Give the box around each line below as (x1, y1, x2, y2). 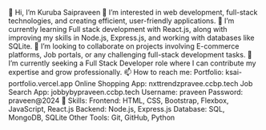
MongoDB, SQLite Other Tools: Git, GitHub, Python (8, 112, 175, 122)
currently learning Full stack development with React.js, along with (8, 25, 228, 33)
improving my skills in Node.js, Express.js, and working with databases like (8, 33, 255, 42)
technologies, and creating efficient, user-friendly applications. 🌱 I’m (8, 16, 235, 26)
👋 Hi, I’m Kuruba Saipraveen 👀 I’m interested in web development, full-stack (8, 8, 258, 17)
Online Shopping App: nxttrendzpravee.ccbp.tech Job (75, 79, 253, 88)
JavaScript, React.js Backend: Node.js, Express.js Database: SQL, (8, 104, 225, 113)
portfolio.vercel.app (8, 79, 74, 88)
